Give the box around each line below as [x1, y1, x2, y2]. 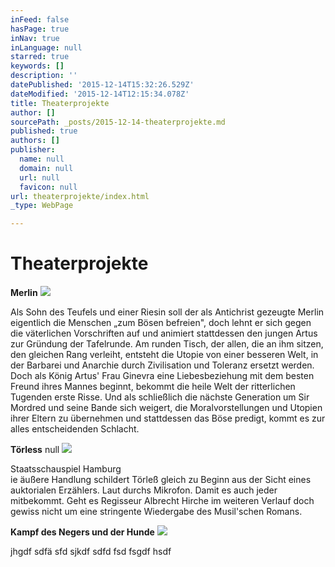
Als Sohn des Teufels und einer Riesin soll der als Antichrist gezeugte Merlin [10, 306, 325, 318]
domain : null [19, 163, 74, 173]
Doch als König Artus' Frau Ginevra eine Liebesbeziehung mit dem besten [10, 370, 315, 382]
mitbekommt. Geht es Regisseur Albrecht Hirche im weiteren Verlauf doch [10, 495, 315, 507]
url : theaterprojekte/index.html [10, 191, 150, 201]
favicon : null [19, 182, 78, 192]
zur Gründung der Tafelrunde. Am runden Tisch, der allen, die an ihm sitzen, [10, 338, 324, 350]
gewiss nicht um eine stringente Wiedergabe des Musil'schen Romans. [10, 506, 303, 518]
